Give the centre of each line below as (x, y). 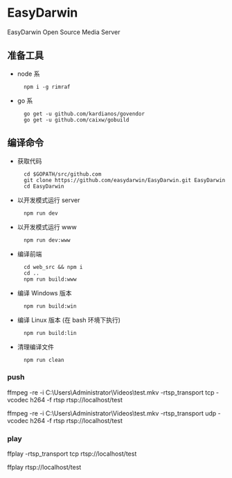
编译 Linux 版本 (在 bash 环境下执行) (69, 320)
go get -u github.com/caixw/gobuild (77, 119)
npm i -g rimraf (47, 87)
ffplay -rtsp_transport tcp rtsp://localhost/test (72, 454)
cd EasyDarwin (44, 186)
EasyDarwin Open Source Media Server (64, 32)
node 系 (28, 74)
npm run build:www (50, 279)
